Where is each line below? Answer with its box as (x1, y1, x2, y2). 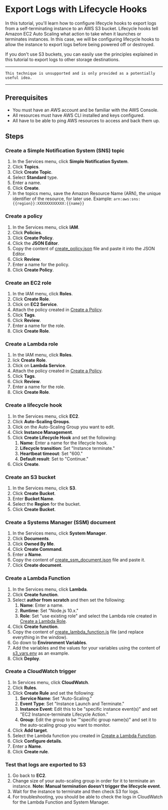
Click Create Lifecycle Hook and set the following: (12, 434, 116, 440)
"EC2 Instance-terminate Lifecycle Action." (19, 711, 108, 717)
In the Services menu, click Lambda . (12, 586, 88, 592)
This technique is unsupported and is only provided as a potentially (5, 71, 155, 76)
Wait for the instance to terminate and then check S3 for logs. (12, 788, 139, 794)
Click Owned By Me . (12, 541, 55, 547)
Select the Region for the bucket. (12, 501, 81, 507)
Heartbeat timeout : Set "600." (19, 450, 83, 456)
